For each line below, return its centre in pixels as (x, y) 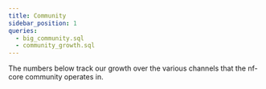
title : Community (37, 16)
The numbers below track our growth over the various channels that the (127, 68)
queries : (23, 30)
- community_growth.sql (55, 46)
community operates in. (64, 77)
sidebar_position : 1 (43, 23)
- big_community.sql (50, 38)
